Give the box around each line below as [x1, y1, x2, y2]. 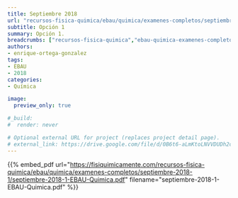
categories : [7, 76, 42, 83]
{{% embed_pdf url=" [7, 160, 71, 168]
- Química [7, 83, 37, 90]
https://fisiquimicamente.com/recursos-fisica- [69, 160, 205, 168]
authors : [7, 43, 33, 50]
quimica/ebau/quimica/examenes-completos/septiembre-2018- [7, 168, 193, 176]
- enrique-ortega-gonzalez [7, 50, 87, 57]
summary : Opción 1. [7, 30, 65, 37]
